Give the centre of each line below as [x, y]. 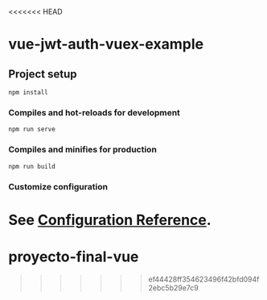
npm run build [32, 166]
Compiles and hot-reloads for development [94, 112]
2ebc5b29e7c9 [173, 287]
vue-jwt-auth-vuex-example [106, 44]
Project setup [43, 74]
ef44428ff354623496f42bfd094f [204, 279]
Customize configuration [58, 186]
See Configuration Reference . [110, 220]
